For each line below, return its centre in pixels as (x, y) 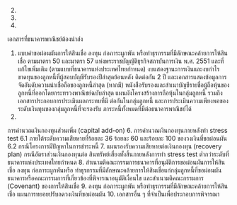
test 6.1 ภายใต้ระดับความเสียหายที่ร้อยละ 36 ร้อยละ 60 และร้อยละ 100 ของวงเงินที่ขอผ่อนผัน (117, 138)
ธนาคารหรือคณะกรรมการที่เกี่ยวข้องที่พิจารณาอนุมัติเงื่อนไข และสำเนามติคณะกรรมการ (105, 178)
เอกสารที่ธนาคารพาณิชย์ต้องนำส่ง (45, 39)
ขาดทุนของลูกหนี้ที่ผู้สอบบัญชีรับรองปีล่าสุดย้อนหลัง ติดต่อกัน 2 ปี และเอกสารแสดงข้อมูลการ (122, 77)
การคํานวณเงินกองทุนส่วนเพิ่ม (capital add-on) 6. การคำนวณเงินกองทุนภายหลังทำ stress (117, 130)
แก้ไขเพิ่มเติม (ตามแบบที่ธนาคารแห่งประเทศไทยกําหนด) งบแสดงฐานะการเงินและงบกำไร (118, 69)
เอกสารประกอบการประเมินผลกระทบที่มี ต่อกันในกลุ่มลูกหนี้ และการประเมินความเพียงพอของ (123, 101)
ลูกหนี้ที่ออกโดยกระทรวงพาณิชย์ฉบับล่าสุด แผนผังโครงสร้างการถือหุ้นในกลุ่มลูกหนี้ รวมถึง (120, 93)
